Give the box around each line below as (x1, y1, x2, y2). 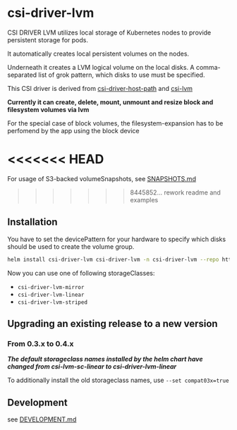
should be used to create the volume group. (7, 242, 135, 251)
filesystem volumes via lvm (7, 105, 90, 113)
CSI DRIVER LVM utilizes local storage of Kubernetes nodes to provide (7, 28, 212, 37)
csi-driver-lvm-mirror (17, 283, 85, 290)
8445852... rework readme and (130, 188, 221, 197)
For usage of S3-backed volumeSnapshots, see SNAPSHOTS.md (7, 174, 196, 183)
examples (130, 195, 159, 204)
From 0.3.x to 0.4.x (7, 338, 74, 348)
